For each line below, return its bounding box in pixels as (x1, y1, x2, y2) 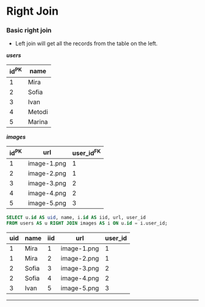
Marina (27, 117, 48, 126)
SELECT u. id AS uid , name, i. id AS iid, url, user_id (6, 215, 146, 221)
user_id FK (72, 148, 101, 157)
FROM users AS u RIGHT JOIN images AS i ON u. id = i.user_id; (6, 220, 168, 226)
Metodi (27, 107, 48, 116)
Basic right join (6, 26, 52, 35)
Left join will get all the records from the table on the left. (15, 40, 158, 47)
